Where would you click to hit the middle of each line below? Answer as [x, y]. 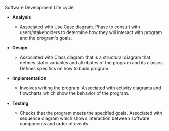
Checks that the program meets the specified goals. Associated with [91, 113]
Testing [20, 103]
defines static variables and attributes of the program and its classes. [92, 63]
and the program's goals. [46, 38]
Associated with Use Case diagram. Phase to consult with [80, 27]
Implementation [29, 78]
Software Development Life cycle [39, 7]
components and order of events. [54, 124]
